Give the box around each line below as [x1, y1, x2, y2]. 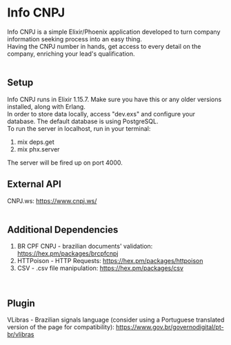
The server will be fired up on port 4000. [7, 158, 123, 167]
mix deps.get [17, 138, 55, 146]
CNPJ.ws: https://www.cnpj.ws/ [7, 196, 97, 205]
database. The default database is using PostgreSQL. [7, 117, 159, 125]
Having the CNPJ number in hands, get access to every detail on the [7, 42, 201, 50]
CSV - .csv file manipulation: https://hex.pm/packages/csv [17, 264, 184, 273]
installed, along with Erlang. [7, 102, 86, 111]
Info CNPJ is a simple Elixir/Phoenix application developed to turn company [7, 28, 221, 36]
